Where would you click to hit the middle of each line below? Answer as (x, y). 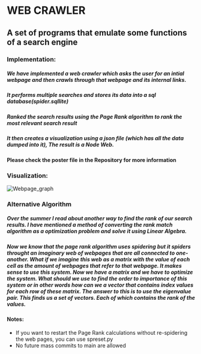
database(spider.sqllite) (37, 101)
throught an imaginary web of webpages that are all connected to (91, 253)
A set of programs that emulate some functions (97, 33)
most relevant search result (42, 123)
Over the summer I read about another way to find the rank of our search (100, 219)
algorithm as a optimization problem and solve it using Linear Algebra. (97, 231)
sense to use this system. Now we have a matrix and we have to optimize (100, 272)
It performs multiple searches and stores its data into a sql (82, 95)
